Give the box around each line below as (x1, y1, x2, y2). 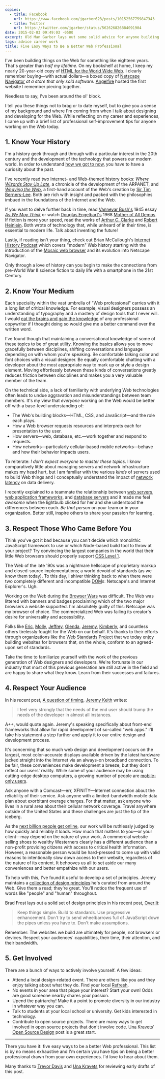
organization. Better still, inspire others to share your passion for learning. (5, 510, 154, 516)
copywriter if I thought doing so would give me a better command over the (5, 321, 156, 327)
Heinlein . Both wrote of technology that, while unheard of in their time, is (5, 222, 152, 228)
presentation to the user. (12, 428, 62, 434)
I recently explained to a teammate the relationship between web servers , (5, 489, 154, 495)
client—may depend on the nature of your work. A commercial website (5, 833, 148, 840)
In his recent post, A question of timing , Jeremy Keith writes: (5, 697, 128, 703)
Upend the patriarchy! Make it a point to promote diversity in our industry (12, 998, 161, 1004)
